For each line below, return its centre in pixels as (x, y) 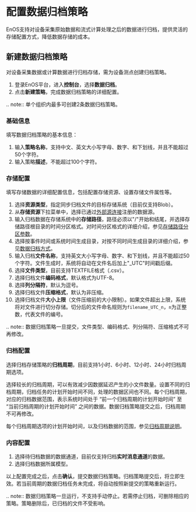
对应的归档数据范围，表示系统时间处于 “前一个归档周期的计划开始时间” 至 (94, 399)
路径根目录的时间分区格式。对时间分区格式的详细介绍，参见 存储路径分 (104, 226)
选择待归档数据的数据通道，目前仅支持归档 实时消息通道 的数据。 (91, 456)
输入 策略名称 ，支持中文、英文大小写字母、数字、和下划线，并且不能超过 (101, 147)
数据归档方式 (35, 249)
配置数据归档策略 (47, 12)
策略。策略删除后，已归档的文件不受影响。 (57, 503)
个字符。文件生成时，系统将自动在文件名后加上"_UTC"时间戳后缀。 (95, 263)
